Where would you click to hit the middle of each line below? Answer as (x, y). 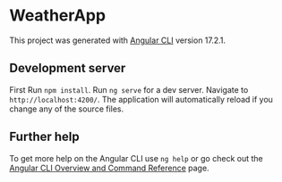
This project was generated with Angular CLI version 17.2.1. (118, 40)
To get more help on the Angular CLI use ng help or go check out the (136, 158)
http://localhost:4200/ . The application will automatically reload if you (141, 99)
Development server (68, 68)
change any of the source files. (67, 109)
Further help (45, 137)
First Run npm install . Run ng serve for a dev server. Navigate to (129, 89)
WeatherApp (57, 16)
